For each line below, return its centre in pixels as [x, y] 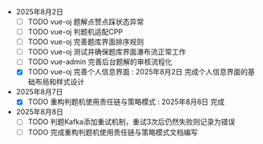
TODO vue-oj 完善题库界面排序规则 [86, 42]
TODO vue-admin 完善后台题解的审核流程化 [100, 62]
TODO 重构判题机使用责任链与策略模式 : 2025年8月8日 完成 [126, 102]
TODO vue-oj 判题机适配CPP [75, 32]
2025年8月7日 [39, 92]
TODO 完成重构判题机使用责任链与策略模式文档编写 [113, 132]
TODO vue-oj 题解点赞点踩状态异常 [86, 22]
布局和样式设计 [60, 82]
